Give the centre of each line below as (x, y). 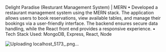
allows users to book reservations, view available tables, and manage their (83, 18)
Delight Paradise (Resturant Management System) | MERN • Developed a (82, 7)
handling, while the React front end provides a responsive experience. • (80, 29)
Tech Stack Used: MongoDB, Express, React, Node (59, 34)
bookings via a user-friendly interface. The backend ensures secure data (82, 23)
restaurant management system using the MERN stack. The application (79, 13)
